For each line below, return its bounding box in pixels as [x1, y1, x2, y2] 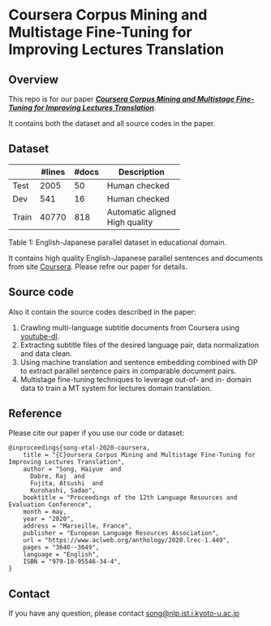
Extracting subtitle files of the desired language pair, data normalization [19, 340, 260, 350]
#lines [40, 166, 66, 177]
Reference [8, 406, 62, 420]
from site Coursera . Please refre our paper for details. [8, 262, 188, 272]
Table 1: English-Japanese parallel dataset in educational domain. [8, 237, 227, 247]
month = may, [23, 508, 67, 516]
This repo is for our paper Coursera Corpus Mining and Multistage [8, 94, 235, 103]
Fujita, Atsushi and [29, 480, 104, 488]
